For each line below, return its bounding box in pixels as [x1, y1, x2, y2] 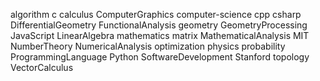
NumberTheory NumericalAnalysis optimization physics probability [10, 40, 286, 52]
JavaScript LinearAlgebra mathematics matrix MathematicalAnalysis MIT [10, 30, 310, 41]
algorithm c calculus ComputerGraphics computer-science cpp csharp [10, 9, 302, 20]
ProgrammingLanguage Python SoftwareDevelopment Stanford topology [10, 51, 310, 63]
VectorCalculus [10, 62, 74, 73]
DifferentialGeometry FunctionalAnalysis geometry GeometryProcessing [10, 19, 308, 31]
